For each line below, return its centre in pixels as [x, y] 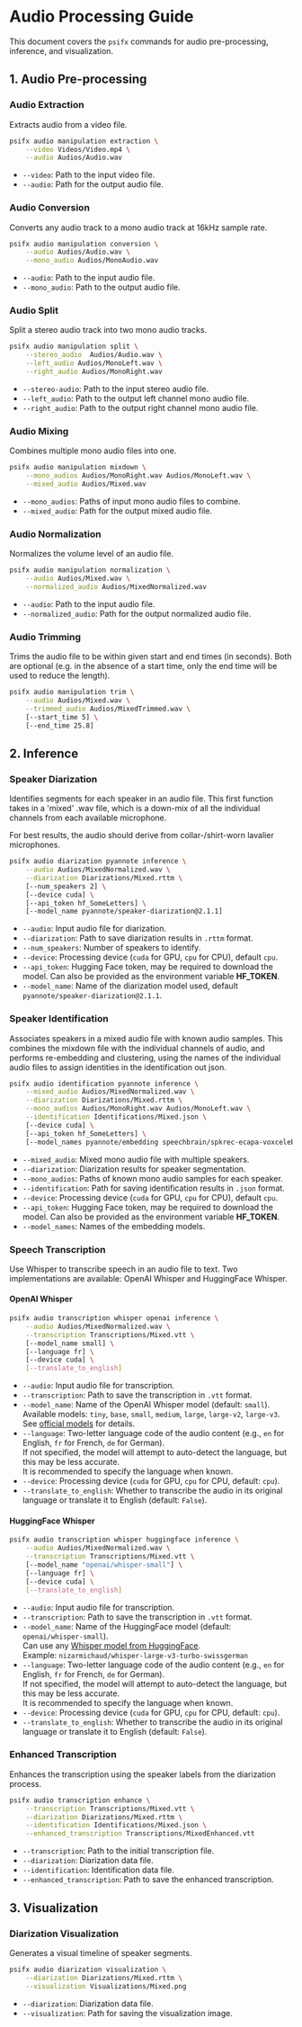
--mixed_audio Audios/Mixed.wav [86, 484]
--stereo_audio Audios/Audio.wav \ [94, 355]
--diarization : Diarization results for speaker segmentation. [134, 1169]
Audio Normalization [55, 534]
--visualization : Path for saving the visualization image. [128, 2013]
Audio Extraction [47, 105]
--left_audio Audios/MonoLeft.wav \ [94, 363]
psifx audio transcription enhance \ [80, 1800]
